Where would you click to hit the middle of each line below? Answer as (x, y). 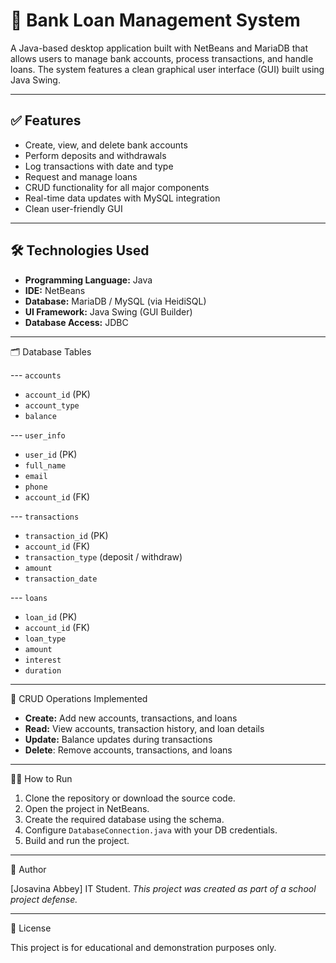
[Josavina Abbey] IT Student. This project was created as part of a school (163, 888)
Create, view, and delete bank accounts (106, 145)
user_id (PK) (51, 454)
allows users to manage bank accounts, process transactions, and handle (162, 58)
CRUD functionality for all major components (117, 187)
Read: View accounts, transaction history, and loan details (144, 728)
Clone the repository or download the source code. (130, 798)
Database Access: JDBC (76, 322)
